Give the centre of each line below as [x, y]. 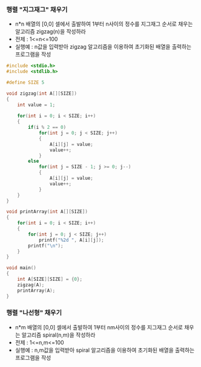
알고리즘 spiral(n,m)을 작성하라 [58, 335]
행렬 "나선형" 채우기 [34, 313]
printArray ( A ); [36, 290]
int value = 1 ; [36, 105]
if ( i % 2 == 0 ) [47, 128]
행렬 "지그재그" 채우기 [37, 9]
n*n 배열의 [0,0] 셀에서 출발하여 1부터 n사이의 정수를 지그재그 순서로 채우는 [104, 24]
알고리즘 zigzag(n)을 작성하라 [50, 32]
